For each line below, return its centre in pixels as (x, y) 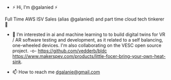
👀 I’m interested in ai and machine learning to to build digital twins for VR (89, 34)
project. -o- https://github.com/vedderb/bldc (59, 51)
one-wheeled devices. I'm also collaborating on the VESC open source (87, 45)
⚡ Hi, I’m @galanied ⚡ (35, 7)
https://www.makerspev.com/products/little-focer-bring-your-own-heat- (89, 56)
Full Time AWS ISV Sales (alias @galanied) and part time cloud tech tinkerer (85, 19)
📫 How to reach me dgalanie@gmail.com (56, 72)
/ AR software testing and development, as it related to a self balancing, (88, 40)
